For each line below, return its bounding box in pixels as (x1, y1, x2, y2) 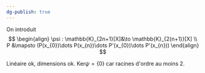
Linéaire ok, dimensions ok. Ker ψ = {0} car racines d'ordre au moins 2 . (6, 60, 185, 67)
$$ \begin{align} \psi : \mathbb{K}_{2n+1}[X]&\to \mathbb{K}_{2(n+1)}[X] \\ (8, 35, 198, 43)
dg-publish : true (6, 9, 51, 15)
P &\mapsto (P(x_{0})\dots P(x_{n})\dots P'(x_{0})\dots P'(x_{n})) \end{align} (6, 41, 199, 49)
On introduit (6, 26, 37, 33)
